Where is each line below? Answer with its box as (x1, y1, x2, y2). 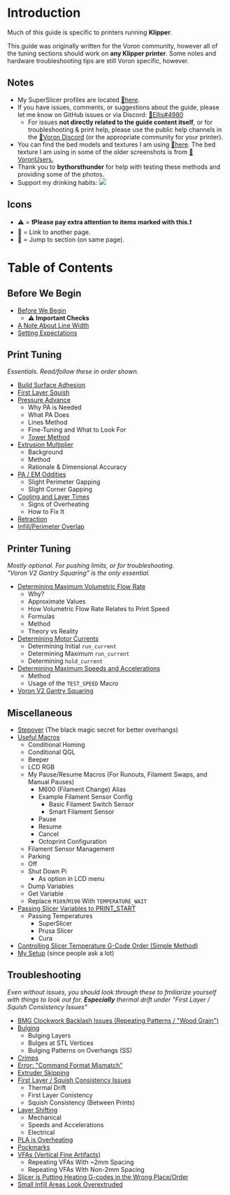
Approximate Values (27, 597, 86, 606)
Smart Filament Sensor (48, 807, 115, 816)
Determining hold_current (27, 657, 103, 665)
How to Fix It (27, 507, 65, 516)
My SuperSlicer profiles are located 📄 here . (17, 95, 140, 104)
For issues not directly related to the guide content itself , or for (27, 118, 213, 126)
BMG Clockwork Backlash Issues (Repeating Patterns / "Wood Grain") (17, 1016, 219, 1025)
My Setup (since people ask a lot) (17, 949, 115, 957)
